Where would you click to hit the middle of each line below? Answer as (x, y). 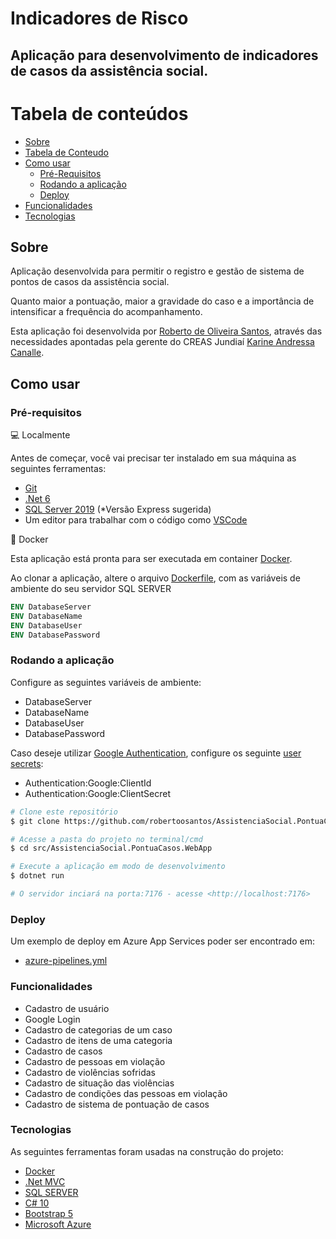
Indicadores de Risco (99, 18)
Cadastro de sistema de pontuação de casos (117, 1104)
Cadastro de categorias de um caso (98, 1029)
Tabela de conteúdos (99, 113)
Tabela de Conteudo (67, 152)
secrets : (27, 763)
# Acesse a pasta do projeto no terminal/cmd (106, 839)
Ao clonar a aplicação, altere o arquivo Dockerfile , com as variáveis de (155, 578)
